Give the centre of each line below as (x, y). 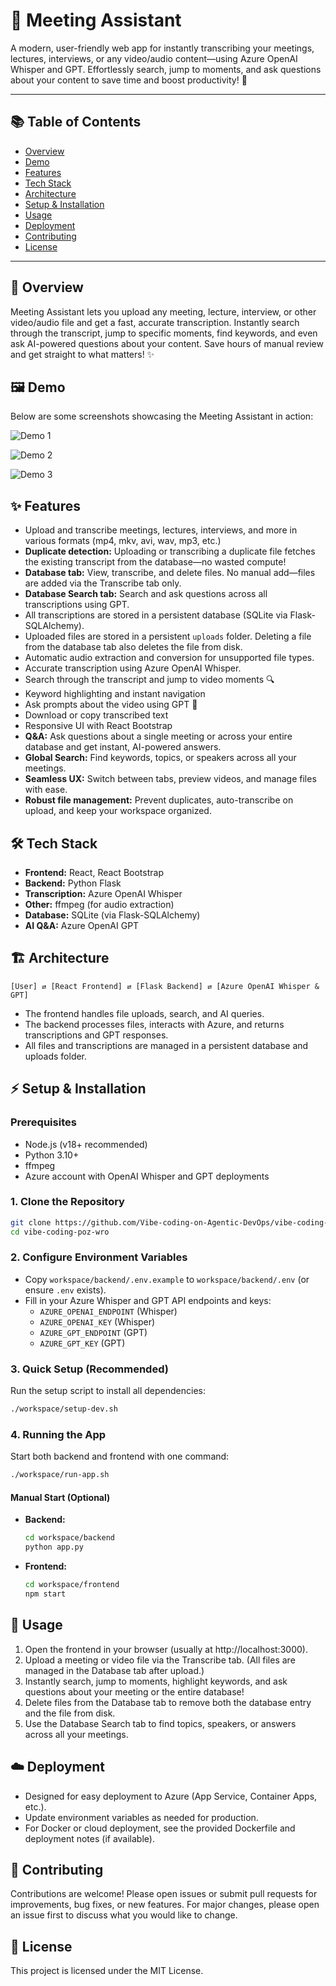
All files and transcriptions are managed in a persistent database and (166, 1045)
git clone (31, 1222)
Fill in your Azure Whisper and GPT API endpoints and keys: (148, 1300)
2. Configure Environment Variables (99, 1257)
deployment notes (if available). (89, 1838)
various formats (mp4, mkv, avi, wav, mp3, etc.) (123, 541)
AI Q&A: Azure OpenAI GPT (82, 925)
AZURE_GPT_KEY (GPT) (82, 1343)
